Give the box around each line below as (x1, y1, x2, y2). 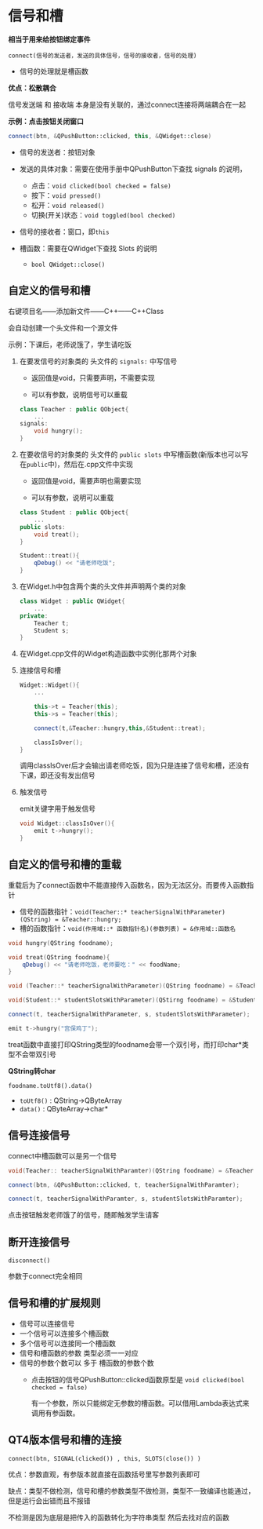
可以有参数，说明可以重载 (31, 493, 114, 502)
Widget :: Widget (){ (19, 681, 80, 689)
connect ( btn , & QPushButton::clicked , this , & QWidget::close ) (8, 132, 212, 140)
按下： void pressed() (31, 190, 102, 200)
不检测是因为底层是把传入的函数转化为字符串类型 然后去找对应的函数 (8, 1513, 229, 1522)
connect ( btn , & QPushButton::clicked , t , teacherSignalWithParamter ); (8, 1181, 240, 1189)
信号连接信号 (8, 1129, 70, 1142)
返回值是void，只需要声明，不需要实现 (31, 373, 155, 382)
